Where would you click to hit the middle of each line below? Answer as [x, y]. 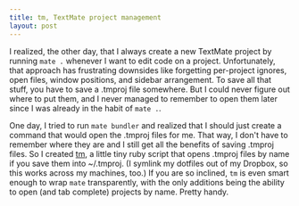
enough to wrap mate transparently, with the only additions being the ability [147, 182]
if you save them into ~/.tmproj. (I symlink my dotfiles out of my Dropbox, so [149, 163]
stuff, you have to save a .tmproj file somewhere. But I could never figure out [149, 89]
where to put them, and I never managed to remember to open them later [144, 98]
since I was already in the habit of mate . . [86, 108]
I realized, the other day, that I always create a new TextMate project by [141, 51]
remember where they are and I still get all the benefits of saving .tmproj [142, 144]
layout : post [33, 26]
